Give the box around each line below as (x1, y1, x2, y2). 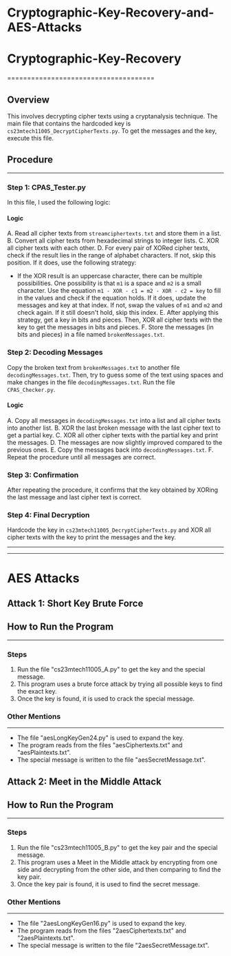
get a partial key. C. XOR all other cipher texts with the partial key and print (7, 430, 219, 439)
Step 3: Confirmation (7, 470, 79, 479)
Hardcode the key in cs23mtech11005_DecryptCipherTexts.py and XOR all (7, 526, 212, 534)
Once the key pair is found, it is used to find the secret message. (16, 880, 201, 888)
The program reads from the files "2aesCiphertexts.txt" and (16, 926, 187, 935)
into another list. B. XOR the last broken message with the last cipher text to (7, 424, 221, 432)
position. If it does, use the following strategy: (7, 258, 137, 267)
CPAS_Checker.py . (7, 385, 56, 393)
